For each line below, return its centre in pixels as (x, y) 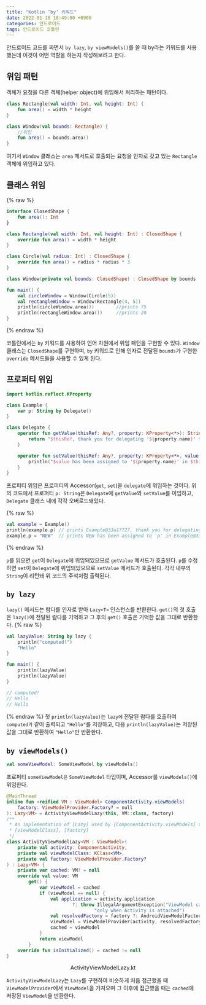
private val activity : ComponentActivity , (72, 847)
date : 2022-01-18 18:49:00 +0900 (49, 18)
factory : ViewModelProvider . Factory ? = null (75, 808)
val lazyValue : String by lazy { (49, 636)
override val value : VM (48, 876)
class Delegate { (29, 428)
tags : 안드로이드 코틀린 (33, 29)
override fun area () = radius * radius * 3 (74, 262)
